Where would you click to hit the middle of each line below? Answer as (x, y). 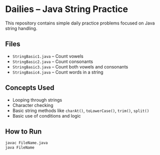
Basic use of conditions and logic (46, 115)
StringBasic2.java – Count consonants (53, 61)
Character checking (33, 105)
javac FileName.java (27, 143)
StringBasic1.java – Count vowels (48, 56)
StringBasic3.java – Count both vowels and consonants (70, 66)
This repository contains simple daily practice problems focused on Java (80, 23)
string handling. (21, 28)
